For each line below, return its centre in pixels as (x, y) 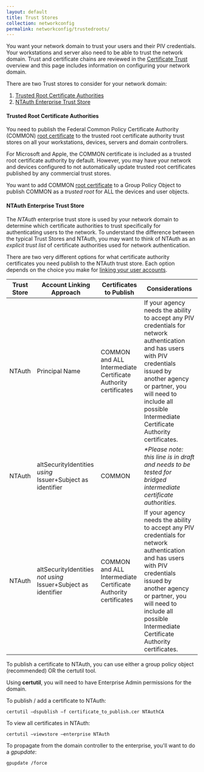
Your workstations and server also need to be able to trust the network (95, 53)
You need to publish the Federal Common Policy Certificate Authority (93, 129)
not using (50, 577)
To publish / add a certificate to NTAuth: (56, 700)
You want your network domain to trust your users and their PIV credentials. (101, 46)
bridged (155, 480)
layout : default (27, 12)
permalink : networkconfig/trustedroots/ (58, 29)
